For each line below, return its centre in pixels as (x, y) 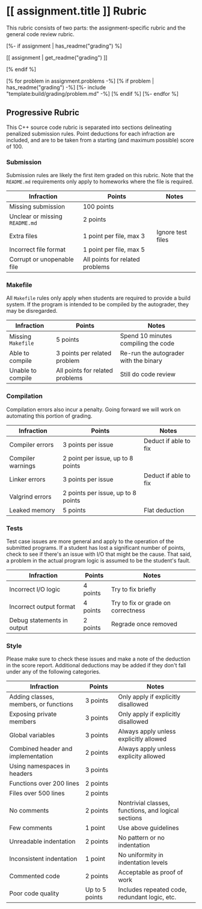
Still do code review (148, 374)
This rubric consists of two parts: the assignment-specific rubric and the (96, 28)
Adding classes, (32, 697)
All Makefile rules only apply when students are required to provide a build (98, 298)
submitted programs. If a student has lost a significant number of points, (96, 547)
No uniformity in (141, 855)
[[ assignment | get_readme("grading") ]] (57, 57)
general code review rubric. (41, 34)
